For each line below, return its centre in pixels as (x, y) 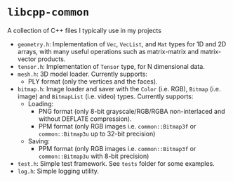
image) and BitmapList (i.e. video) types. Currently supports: (105, 96)
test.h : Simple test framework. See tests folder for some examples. (116, 163)
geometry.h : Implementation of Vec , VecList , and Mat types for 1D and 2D (122, 44)
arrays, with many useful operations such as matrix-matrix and (108, 51)
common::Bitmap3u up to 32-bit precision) (97, 134)
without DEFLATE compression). (85, 119)
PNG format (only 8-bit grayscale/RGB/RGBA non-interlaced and (132, 111)
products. (52, 59)
